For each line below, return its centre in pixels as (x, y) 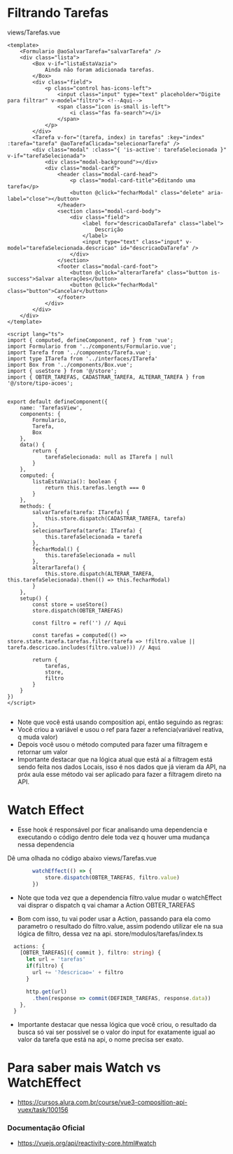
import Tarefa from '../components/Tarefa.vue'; (79, 353)
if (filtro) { (45, 966)
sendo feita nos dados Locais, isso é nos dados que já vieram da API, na (122, 766)
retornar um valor (42, 752)
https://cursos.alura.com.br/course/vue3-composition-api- (102, 1102)
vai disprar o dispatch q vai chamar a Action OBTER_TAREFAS (106, 905)
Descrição (109, 230)
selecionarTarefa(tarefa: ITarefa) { (87, 531)
